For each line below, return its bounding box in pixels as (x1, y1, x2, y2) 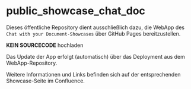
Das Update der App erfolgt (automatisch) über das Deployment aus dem (6, 53, 186, 60)
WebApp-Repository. (6, 59, 58, 66)
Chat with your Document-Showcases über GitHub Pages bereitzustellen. (6, 30, 181, 37)
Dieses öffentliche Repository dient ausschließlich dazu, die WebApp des (6, 24, 185, 31)
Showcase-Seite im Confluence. (6, 77, 85, 84)
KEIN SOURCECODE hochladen (6, 42, 84, 49)
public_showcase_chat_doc (6, 4, 145, 18)
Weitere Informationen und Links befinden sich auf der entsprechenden (6, 71, 181, 78)
